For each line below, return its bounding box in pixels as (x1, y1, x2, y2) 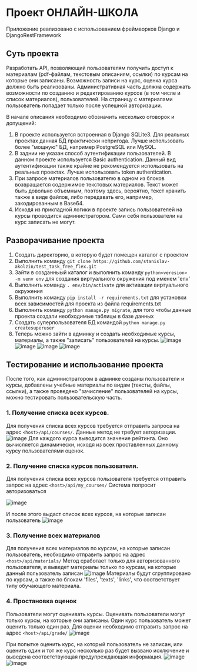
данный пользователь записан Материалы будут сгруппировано (6, 570, 191, 577)
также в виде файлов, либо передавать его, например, (14, 193, 153, 200)
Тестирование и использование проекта (6, 360, 163, 370)
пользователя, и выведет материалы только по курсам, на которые (6, 564, 176, 571)
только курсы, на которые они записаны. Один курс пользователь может (6, 617, 191, 624)
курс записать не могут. (14, 218, 76, 225)
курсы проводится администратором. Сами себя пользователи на (14, 212, 183, 219)
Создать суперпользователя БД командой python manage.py (14, 318, 166, 326)
